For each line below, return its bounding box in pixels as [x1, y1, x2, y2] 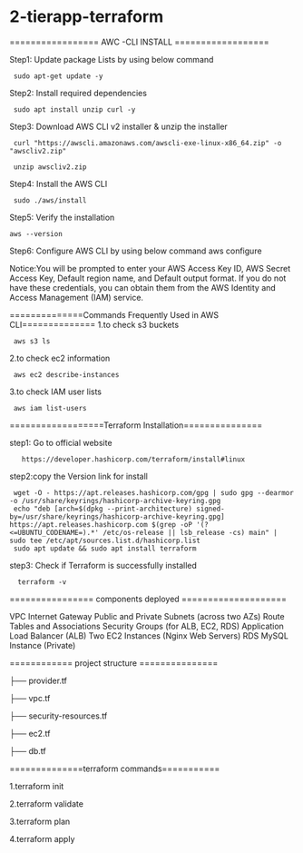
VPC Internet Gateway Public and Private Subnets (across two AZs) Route [9, 610, 285, 621]
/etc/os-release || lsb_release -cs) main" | [103, 528, 279, 537]
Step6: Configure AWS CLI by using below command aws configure [9, 245, 262, 256]
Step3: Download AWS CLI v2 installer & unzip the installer [9, 121, 229, 132]
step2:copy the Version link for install [9, 471, 148, 481]
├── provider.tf [9, 675, 68, 686]
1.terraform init [9, 780, 64, 791]
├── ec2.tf [9, 728, 51, 739]
